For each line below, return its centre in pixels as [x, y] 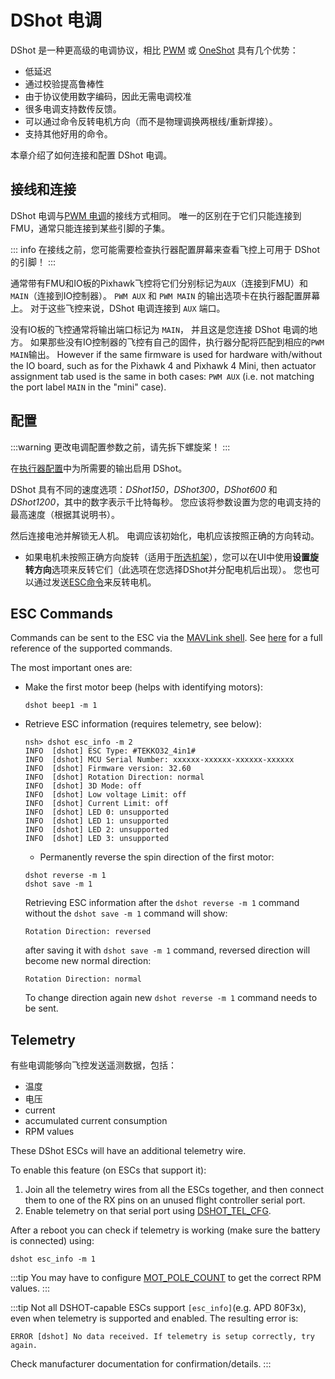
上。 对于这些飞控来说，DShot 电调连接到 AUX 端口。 [118, 308]
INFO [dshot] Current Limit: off [96, 804]
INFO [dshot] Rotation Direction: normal [114, 777]
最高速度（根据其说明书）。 [65, 514]
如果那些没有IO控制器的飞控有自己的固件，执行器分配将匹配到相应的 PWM [177, 342]
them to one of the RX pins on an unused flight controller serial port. [165, 1200]
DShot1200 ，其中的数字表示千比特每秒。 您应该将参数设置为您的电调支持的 [166, 502]
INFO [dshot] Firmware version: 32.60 [108, 769]
